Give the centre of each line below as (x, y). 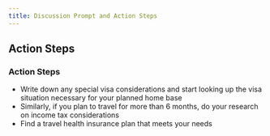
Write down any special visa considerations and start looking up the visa (141, 89)
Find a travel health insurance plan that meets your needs (116, 124)
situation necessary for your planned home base (101, 98)
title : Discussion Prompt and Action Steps (83, 16)
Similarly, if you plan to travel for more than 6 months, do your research (139, 107)
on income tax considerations (70, 115)
